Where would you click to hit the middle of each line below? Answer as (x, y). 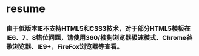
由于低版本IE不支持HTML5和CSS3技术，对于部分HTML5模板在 (99, 29)
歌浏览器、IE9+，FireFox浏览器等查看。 (65, 47)
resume (26, 9)
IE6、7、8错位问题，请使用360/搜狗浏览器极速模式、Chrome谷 (99, 38)
